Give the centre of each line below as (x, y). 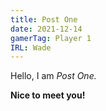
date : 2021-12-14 (46, 29)
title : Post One (44, 19)
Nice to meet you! (48, 95)
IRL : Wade (31, 47)
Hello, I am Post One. (53, 76)
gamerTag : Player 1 (51, 38)
